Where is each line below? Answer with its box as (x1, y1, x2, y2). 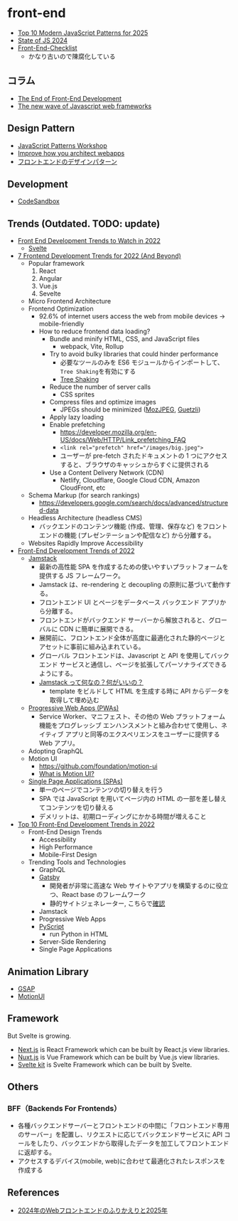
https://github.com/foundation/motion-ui (38, 762, 158, 770)
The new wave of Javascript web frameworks (17, 102, 152, 110)
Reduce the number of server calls (49, 382, 151, 392)
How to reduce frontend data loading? (38, 327, 151, 335)
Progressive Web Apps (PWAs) (28, 704, 119, 712)
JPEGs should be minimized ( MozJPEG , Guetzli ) (60, 405, 201, 414)
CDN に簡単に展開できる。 (59, 625, 137, 633)
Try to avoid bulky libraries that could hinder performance (49, 350, 219, 358)
